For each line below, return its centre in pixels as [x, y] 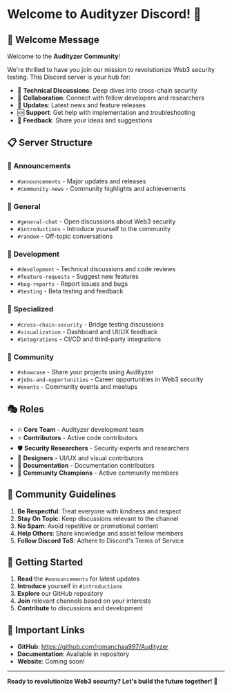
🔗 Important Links [46, 630]
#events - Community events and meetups [77, 386]
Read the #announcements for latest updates [78, 579]
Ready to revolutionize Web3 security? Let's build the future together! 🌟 [113, 682]
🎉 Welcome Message [54, 40]
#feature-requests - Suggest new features [78, 277]
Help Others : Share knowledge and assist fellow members [100, 533]
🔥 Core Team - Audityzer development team [80, 429]
